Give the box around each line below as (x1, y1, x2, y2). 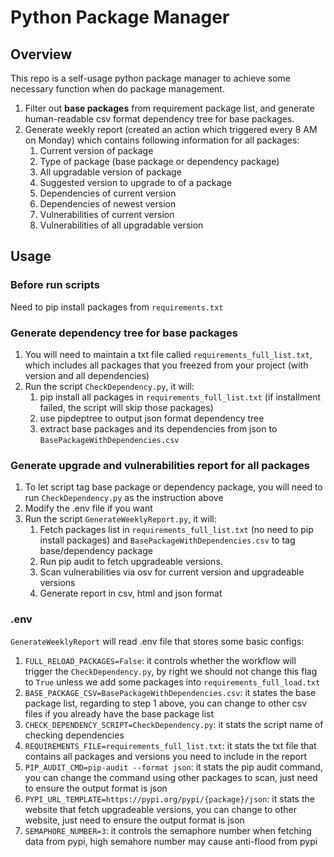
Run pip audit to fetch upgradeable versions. (39, 556, 223, 568)
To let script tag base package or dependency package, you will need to (24, 481, 323, 493)
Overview (10, 46, 73, 63)
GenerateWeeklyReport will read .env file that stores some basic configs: (10, 635, 305, 647)
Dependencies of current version (39, 187, 177, 199)
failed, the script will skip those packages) (39, 401, 214, 413)
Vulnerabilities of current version (39, 209, 175, 220)
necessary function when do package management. (10, 83, 225, 95)
